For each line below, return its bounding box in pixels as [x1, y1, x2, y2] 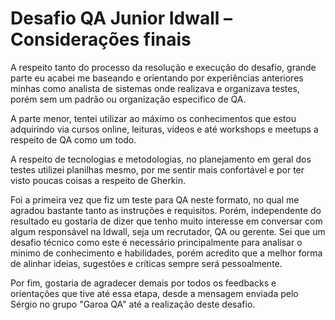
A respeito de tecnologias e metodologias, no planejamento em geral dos [10, 153, 312, 165]
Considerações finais [10, 28, 192, 51]
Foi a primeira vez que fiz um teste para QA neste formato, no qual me [10, 193, 300, 206]
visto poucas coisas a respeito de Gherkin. [10, 174, 187, 186]
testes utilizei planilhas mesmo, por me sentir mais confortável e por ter [10, 163, 305, 176]
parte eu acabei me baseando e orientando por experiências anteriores [10, 72, 304, 84]
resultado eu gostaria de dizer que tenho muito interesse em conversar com [10, 215, 323, 227]
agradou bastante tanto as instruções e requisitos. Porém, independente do [10, 204, 322, 216]
